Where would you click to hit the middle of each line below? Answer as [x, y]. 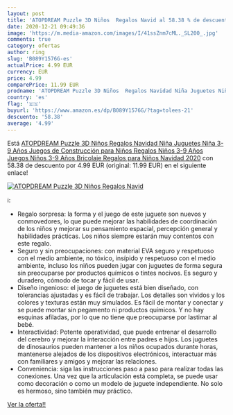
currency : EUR [28, 71]
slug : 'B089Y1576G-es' [40, 59]
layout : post [26, 14]
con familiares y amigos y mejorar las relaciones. [87, 361]
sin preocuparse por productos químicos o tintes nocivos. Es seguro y [117, 273]
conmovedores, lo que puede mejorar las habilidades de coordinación [117, 221]
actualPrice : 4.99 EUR [40, 65]
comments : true [29, 40]
